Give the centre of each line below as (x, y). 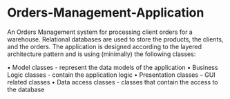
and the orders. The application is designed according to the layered (105, 46)
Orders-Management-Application (106, 13)
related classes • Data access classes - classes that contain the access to (113, 82)
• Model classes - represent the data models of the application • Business (113, 67)
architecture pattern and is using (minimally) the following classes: (102, 54)
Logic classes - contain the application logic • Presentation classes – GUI (111, 75)
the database (26, 89)
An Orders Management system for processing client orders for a (100, 32)
